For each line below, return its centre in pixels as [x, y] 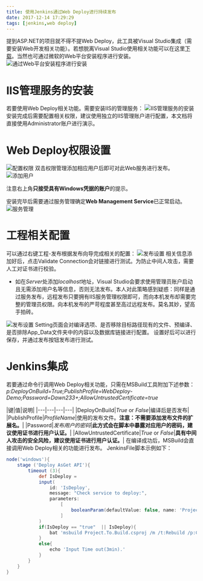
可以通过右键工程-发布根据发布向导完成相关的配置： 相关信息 [97, 254]
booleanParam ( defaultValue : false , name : [124, 510]
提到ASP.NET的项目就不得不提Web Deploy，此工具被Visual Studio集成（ [97, 41]
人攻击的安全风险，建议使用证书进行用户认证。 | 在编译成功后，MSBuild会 [98, 441]
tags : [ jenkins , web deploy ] [42, 23]
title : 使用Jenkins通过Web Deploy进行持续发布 [61, 12]
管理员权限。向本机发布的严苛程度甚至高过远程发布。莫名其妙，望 [108, 304]
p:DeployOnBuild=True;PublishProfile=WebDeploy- [69, 392]
